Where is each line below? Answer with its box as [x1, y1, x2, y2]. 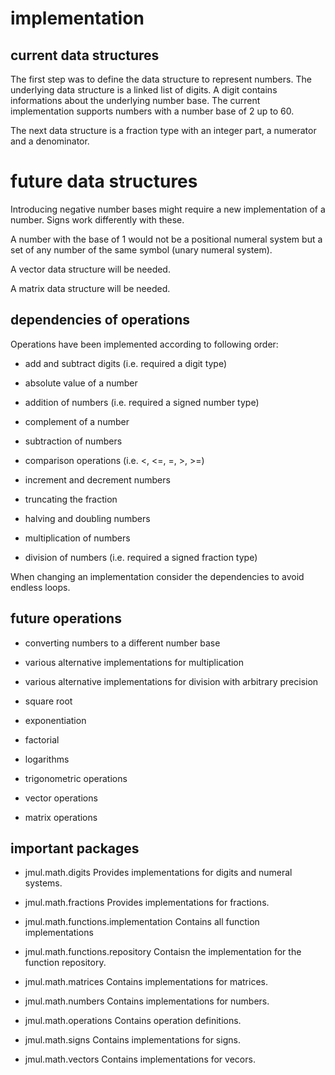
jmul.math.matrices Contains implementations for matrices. [24, 976, 268, 988]
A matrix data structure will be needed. [10, 282, 171, 294]
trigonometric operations [24, 772, 128, 784]
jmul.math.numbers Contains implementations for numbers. [24, 995, 270, 1007]
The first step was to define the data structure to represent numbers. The [10, 73, 312, 85]
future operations [10, 610, 122, 627]
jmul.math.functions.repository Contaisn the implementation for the [24, 946, 302, 958]
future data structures [10, 170, 198, 193]
